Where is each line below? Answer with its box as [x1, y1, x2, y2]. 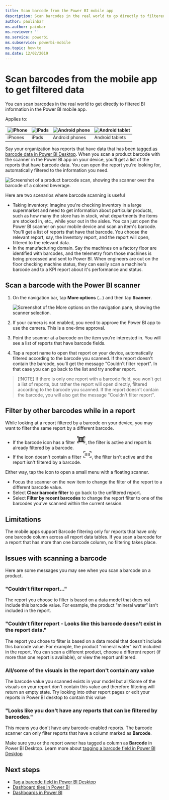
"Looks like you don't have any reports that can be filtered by [5, 707, 157, 714]
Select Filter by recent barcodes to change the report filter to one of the [12, 495, 163, 501]
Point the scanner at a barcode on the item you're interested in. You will [12, 334, 161, 341]
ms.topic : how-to [5, 46, 42, 51]
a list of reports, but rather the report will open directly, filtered [17, 381, 147, 387]
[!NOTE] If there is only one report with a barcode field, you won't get [17, 376, 161, 382]
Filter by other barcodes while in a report [5, 407, 136, 415]
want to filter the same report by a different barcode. [5, 425, 114, 431]
